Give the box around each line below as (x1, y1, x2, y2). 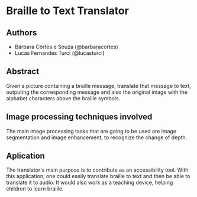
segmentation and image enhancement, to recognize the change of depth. (6, 134, 188, 141)
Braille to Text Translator (6, 4, 129, 18)
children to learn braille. (6, 185, 64, 192)
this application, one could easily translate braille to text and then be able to (6, 173, 190, 180)
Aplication (6, 151, 46, 161)
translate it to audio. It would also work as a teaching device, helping (6, 179, 173, 186)
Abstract (6, 67, 40, 77)
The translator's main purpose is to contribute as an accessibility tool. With (6, 166, 189, 173)
